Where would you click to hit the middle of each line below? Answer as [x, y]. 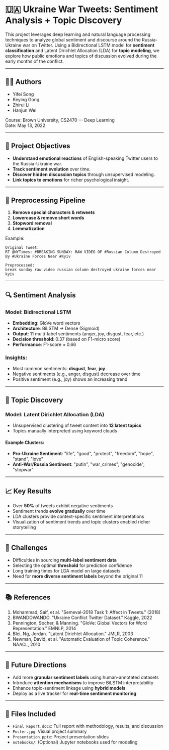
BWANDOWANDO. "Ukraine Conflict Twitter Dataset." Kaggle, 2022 [82, 617]
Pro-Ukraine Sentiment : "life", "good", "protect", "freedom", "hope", [83, 454]
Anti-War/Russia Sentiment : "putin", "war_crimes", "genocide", [78, 464]
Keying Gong [26, 99]
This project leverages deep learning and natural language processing [78, 34]
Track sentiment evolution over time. [51, 169]
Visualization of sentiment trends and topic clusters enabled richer [81, 522]
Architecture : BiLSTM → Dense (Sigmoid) [56, 328]
